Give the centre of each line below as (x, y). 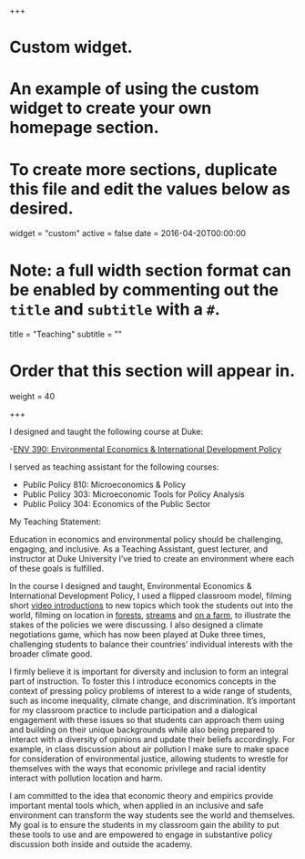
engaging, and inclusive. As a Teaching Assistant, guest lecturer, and (139, 549)
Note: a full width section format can (150, 270)
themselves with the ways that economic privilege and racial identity (138, 769)
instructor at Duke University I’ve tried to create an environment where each (152, 559)
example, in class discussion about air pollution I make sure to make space (149, 750)
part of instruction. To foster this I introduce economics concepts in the (143, 681)
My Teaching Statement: (56, 522)
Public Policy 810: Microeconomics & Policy (104, 485)
